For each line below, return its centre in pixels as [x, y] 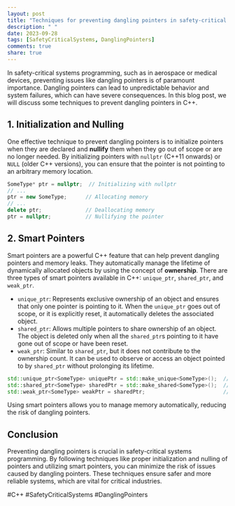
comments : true [29, 46]
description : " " [33, 27]
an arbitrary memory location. [50, 171]
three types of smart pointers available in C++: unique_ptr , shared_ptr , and [115, 278]
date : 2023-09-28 [33, 33]
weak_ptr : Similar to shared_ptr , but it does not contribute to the [109, 350]
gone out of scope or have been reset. [73, 343]
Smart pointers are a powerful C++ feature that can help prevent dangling [113, 255]
